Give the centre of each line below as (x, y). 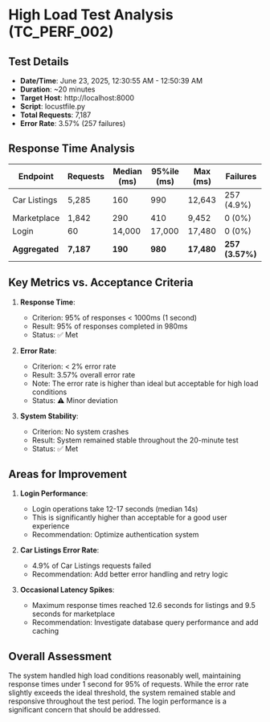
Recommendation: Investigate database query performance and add (145, 622)
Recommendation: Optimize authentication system (115, 535)
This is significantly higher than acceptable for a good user (129, 518)
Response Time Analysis (72, 149)
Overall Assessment (60, 656)
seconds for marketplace (73, 614)
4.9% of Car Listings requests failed (91, 566)
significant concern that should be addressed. (84, 710)
